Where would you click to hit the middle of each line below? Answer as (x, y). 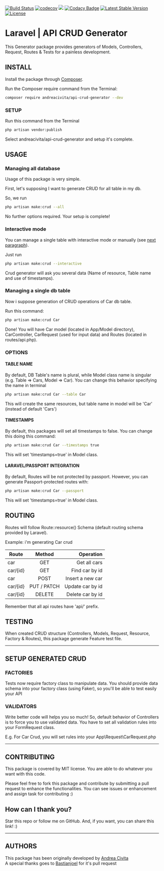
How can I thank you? (38, 809)
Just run (13, 254)
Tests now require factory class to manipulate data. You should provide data (82, 683)
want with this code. (25, 774)
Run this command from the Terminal (42, 121)
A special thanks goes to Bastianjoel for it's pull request (61, 863)
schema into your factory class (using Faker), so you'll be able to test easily (81, 689)
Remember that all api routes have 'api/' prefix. (52, 606)
